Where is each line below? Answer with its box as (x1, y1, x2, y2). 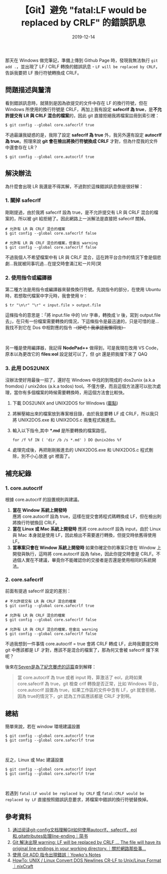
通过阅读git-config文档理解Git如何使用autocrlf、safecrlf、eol (12, 827, 137, 833)
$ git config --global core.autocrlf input (5, 767, 97, 772)
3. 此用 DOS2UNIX (5, 365, 50, 372)
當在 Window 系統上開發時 (12, 507, 67, 513)
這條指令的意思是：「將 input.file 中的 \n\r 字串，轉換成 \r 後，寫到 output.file (5, 312, 161, 318)
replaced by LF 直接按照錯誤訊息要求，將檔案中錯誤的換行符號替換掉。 (5, 797, 151, 803)
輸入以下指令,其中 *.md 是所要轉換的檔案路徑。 (12, 428, 109, 434)
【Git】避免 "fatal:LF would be (20, 4, 147, 16)
